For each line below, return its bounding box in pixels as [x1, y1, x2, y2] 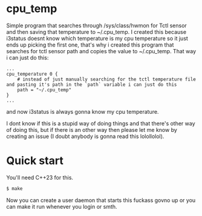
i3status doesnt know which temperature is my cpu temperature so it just [6, 34, 189, 42]
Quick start [6, 154, 64, 168]
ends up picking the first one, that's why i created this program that [6, 41, 174, 48]
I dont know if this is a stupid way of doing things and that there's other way [6, 120, 195, 127]
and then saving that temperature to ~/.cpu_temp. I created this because [6, 28, 186, 35]
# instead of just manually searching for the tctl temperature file [17, 76, 197, 82]
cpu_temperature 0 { [6, 71, 59, 77]
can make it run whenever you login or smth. [6, 203, 117, 210]
